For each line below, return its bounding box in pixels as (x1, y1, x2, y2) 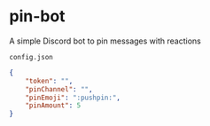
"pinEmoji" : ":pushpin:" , (25, 93, 121, 102)
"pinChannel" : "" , (25, 84, 93, 94)
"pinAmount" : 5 (25, 101, 82, 110)
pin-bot (9, 6, 66, 27)
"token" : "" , (25, 76, 74, 85)
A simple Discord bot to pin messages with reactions (9, 35, 201, 46)
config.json (9, 52, 53, 61)
